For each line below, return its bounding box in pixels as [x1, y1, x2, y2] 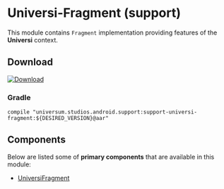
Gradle [7, 92, 31, 102]
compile [7, 109, 30, 116]
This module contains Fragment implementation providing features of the [7, 28, 218, 37]
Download [7, 56, 53, 68]
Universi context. [7, 35, 58, 44]
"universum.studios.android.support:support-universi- [33, 109, 198, 116]
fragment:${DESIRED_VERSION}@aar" [7, 115, 110, 122]
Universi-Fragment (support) [7, 5, 182, 21]
